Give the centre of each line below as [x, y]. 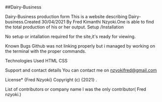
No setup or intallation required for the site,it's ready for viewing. [70, 37]
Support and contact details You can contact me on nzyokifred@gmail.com [81, 70]
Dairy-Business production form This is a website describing [66, 16]
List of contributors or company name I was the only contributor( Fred [76, 89]
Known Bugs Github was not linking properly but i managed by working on [80, 46]
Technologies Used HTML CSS [36, 61]
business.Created [23, 22]
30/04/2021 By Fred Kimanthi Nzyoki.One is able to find [98, 22]
